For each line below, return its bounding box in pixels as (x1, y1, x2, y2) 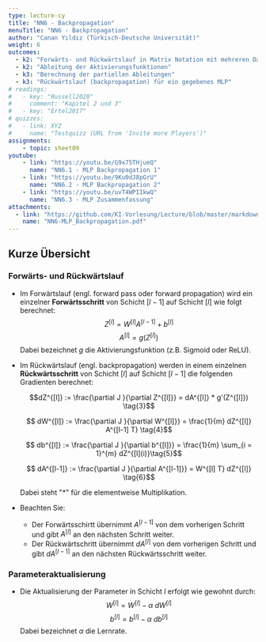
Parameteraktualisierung (8, 568, 106, 579)
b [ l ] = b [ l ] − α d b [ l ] (109, 613, 169, 624)
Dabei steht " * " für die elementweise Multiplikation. (19, 488, 188, 497)
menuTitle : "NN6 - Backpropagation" (8, 26, 129, 34)
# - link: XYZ (8, 122, 62, 130)
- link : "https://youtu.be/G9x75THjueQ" (22, 159, 158, 167)
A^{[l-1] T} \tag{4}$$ (105, 425, 173, 435)
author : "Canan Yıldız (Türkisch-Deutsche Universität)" (8, 33, 200, 42)
